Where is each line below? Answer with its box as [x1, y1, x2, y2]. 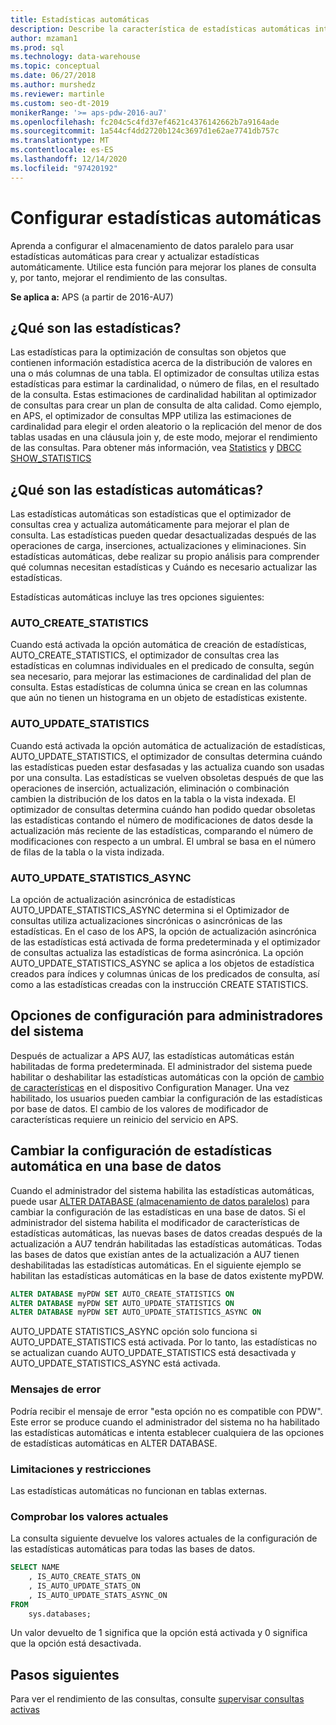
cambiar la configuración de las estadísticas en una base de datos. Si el [10, 1206, 306, 1218]
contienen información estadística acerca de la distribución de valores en [10, 357, 313, 369]
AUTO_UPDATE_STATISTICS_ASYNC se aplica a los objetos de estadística [10, 957, 315, 970]
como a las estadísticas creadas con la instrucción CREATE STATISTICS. [10, 979, 309, 991]
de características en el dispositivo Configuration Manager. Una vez [10, 1081, 290, 1093]
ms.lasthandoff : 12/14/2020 [10, 154, 128, 164]
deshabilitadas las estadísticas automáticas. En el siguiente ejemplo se [10, 1259, 302, 1271]
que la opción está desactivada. [10, 1637, 142, 1650]
